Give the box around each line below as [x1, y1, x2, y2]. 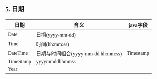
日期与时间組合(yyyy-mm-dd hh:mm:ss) [36, 50, 122, 57]
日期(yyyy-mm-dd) [36, 32, 76, 38]
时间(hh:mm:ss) [36, 41, 69, 47]
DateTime [8, 50, 28, 56]
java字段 [128, 22, 148, 28]
